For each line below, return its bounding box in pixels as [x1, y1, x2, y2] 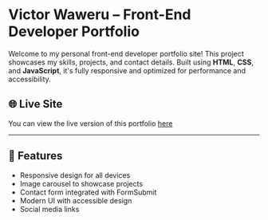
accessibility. [8, 74, 52, 84]
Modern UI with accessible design [19, 195, 132, 205]
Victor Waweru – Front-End [8, 6, 191, 24]
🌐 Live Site [8, 97, 63, 111]
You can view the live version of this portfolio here [8, 118, 173, 128]
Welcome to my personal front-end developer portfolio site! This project [8, 49, 245, 58]
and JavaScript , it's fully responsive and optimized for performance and [8, 65, 246, 75]
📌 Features [8, 149, 63, 163]
